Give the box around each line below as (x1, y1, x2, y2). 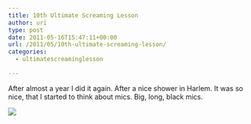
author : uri (8, 19, 47, 27)
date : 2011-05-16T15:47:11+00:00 (8, 33, 118, 42)
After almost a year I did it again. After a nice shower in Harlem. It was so (8, 83, 243, 93)
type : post (8, 26, 44, 34)
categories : (8, 48, 47, 56)
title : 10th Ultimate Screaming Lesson (8, 11, 139, 20)
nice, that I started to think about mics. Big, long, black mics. (8, 92, 204, 101)
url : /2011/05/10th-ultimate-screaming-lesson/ (8, 41, 167, 49)
